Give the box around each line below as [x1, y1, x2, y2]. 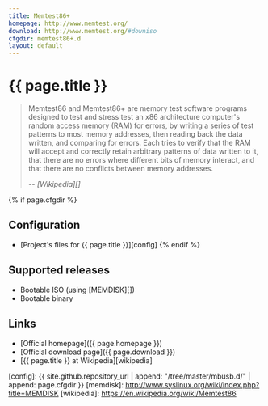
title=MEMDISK [8, 388, 59, 398]
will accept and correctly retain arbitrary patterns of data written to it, [27, 146, 259, 156]
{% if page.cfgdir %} [8, 195, 77, 205]
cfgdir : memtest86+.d [8, 34, 82, 43]
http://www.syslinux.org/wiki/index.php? [124, 379, 260, 389]
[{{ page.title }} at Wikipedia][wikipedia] [19, 355, 153, 365]
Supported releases [8, 264, 111, 277]
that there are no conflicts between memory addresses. [27, 163, 214, 174]
